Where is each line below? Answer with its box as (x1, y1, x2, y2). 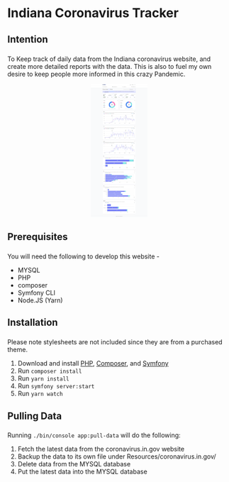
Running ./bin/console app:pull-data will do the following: (7, 431, 181, 439)
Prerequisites (7, 231, 68, 243)
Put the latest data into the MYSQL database (17, 467, 147, 476)
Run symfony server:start (17, 382, 95, 390)
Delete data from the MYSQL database (17, 460, 131, 469)
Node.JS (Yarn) (17, 296, 63, 305)
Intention (7, 33, 48, 45)
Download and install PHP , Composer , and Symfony (17, 359, 169, 368)
